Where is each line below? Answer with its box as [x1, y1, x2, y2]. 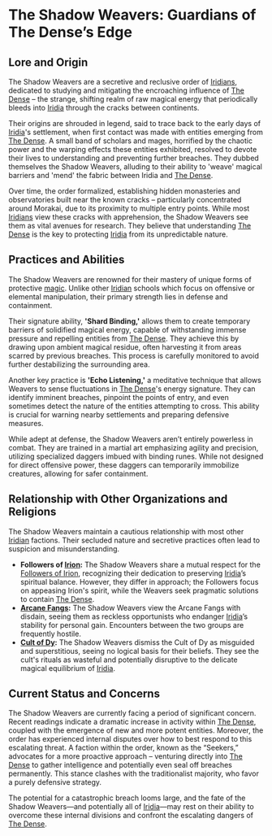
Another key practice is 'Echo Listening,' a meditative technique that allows [8, 375, 261, 385]
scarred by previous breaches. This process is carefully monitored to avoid [8, 351, 260, 360]
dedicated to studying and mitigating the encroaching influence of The [8, 85, 245, 95]
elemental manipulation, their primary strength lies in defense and [8, 291, 228, 302]
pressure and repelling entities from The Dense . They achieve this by [8, 333, 240, 343]
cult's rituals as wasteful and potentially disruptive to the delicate [19, 655, 238, 664]
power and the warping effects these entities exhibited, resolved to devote [8, 145, 257, 154]
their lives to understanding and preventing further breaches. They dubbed [8, 153, 260, 163]
